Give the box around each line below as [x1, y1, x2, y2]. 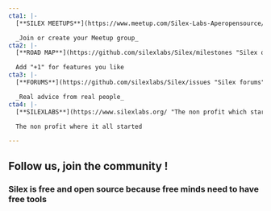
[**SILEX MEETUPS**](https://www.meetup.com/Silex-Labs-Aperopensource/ [15, 19, 265, 27]
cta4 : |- [8, 100, 38, 109]
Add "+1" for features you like [15, 64, 125, 72]
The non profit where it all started [15, 122, 143, 130]
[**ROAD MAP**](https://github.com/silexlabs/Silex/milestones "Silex [15, 49, 258, 57]
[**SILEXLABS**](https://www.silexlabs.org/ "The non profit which [15, 108, 248, 116]
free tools [8, 193, 47, 205]
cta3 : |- [8, 71, 38, 79]
